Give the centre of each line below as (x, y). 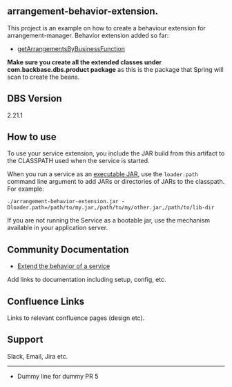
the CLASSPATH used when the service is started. (78, 161)
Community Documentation (68, 249)
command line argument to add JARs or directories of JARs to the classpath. (116, 182)
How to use (32, 137)
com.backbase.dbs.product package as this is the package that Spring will (115, 69)
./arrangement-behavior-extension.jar (63, 202)
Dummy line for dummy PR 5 (58, 376)
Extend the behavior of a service (64, 266)
